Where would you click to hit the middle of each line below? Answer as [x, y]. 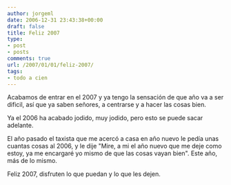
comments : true [29, 59]
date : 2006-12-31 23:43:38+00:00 [55, 20]
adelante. [20, 126]
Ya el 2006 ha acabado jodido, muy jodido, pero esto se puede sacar [105, 118]
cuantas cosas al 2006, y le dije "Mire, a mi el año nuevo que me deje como [114, 146]
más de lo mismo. [32, 161]
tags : [15, 71]
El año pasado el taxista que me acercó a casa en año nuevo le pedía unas [113, 139]
